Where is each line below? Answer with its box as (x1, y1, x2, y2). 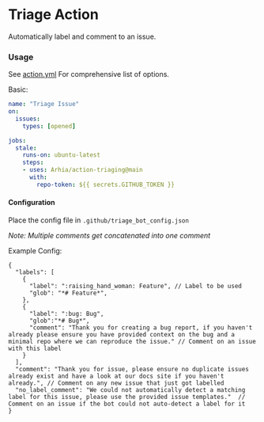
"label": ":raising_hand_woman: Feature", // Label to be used (28, 283, 243, 291)
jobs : (8, 136, 26, 144)
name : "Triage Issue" (8, 101, 80, 108)
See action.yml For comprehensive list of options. (8, 70, 170, 79)
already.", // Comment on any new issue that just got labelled (8, 379, 224, 387)
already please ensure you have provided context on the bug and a (8, 331, 236, 339)
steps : (22, 158, 44, 167)
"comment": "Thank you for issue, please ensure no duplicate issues (15, 366, 249, 374)
